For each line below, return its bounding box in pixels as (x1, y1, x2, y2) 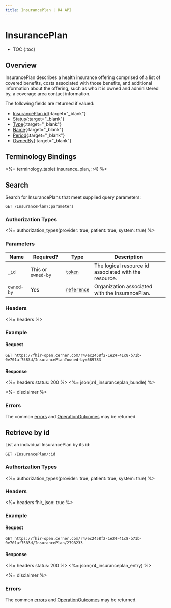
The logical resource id (94, 262, 149, 269)
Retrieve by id (5, 428, 50, 437)
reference (65, 286, 90, 293)
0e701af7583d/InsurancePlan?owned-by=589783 (5, 357, 101, 362)
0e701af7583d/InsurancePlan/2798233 (5, 541, 83, 546)
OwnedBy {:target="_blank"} (12, 138, 72, 144)
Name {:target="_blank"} (12, 127, 64, 133)
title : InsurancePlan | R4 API (5, 7, 72, 13)
